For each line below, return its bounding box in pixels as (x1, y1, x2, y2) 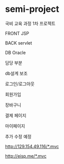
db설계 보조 (5, 70, 28, 76)
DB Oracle (5, 50, 26, 55)
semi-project (5, 3, 60, 15)
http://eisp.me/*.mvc (5, 153, 47, 159)
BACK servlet (5, 40, 32, 46)
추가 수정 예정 (5, 133, 32, 139)
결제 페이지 (5, 112, 27, 118)
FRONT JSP (5, 30, 30, 36)
